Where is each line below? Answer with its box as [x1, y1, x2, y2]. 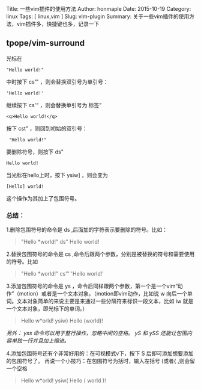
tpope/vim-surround [6, 38, 85, 48]
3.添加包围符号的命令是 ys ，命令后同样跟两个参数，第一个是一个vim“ [6, 282, 178, 290]
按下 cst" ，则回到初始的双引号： [6, 125, 88, 132]
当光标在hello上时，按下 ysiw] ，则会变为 [6, 171, 108, 179]
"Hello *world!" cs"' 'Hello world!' [20, 270, 104, 277]
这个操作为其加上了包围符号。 [6, 194, 80, 202]
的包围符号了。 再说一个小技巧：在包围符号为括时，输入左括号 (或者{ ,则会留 [6, 357, 195, 365]
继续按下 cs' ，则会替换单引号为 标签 [6, 101, 100, 108]
